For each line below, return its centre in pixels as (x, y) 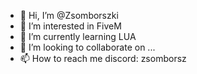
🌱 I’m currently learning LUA (78, 36)
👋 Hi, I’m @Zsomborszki (69, 15)
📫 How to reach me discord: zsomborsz (103, 58)
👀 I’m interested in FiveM (70, 26)
